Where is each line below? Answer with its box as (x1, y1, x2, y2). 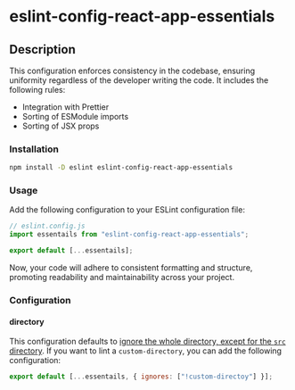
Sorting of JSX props (21, 120, 100, 131)
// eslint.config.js (9, 221, 86, 231)
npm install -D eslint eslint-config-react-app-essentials (9, 163, 234, 172)
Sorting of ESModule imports (21, 112, 129, 121)
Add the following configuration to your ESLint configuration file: (9, 204, 245, 215)
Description (9, 42, 76, 57)
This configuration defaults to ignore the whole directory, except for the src (9, 336, 287, 347)
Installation (9, 143, 60, 155)
